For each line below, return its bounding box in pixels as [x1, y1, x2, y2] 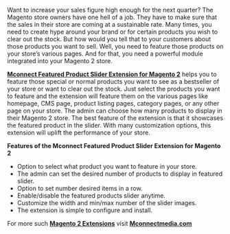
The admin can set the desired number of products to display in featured [16, 169, 223, 178]
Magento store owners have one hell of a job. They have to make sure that [7, 13, 218, 21]
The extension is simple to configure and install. [16, 206, 153, 214]
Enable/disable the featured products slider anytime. [16, 191, 166, 200]
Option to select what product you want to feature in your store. [16, 163, 198, 170]
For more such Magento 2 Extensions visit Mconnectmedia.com [7, 220, 192, 227]
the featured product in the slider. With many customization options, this [7, 121, 211, 129]
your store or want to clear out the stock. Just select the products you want [7, 85, 220, 93]
